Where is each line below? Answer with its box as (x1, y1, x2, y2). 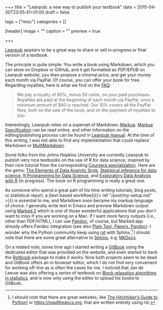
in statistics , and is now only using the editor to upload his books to (5, 275, 140, 281)
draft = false (45, 9, 70, 15)
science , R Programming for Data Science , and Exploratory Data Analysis (5, 173, 151, 178)
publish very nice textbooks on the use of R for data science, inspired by (5, 157, 150, 163)
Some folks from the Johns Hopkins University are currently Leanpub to (5, 152, 149, 158)
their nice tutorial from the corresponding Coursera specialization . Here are (5, 163, 156, 168)
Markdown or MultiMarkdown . (5, 143, 65, 148)
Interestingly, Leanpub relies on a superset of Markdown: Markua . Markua (5, 122, 153, 128)
